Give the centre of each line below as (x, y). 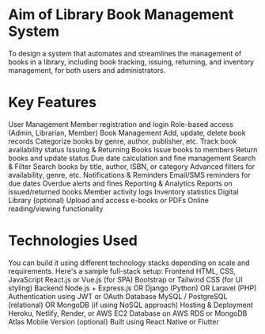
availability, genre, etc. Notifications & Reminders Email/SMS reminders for (129, 175)
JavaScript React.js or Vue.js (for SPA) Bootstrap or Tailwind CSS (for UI (125, 279)
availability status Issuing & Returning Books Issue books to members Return (133, 149)
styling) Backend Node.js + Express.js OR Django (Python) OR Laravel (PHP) (132, 288)
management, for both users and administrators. (87, 70)
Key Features (53, 103)
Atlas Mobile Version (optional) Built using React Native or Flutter (114, 321)
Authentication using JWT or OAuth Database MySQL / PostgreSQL (118, 296)
